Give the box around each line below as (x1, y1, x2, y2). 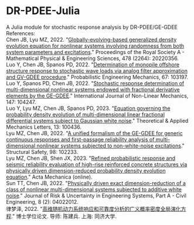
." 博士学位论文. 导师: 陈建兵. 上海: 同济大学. (11, 213, 117, 220)
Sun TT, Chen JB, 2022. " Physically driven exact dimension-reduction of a (6, 179, 186, 186)
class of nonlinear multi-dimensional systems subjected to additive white (6, 186, 182, 193)
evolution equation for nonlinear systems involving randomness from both (6, 42, 185, 49)
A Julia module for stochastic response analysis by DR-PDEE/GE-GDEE (6, 23, 178, 31)
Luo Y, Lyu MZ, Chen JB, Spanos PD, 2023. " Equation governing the (6, 105, 171, 112)
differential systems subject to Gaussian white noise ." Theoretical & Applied (6, 117, 189, 124)
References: (6, 29, 35, 36)
